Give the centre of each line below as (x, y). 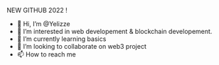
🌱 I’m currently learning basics (62, 39)
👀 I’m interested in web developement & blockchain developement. (114, 31)
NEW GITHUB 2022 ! (37, 10)
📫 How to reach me (46, 54)
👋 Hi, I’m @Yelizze (43, 24)
